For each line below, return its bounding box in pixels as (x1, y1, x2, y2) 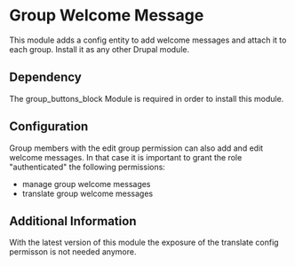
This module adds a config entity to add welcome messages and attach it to (9, 35, 287, 45)
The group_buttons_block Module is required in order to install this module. (9, 93, 284, 104)
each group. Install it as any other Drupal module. (9, 43, 189, 54)
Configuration (9, 119, 89, 134)
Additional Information (9, 214, 137, 229)
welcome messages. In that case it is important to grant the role (9, 152, 243, 162)
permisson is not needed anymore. (9, 246, 137, 257)
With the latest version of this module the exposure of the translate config (9, 237, 279, 248)
